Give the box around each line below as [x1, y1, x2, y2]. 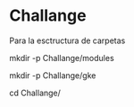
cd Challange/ [9, 87, 61, 98]
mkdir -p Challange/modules [9, 52, 114, 63]
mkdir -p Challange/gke [9, 69, 96, 81]
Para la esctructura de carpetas [9, 35, 126, 46]
